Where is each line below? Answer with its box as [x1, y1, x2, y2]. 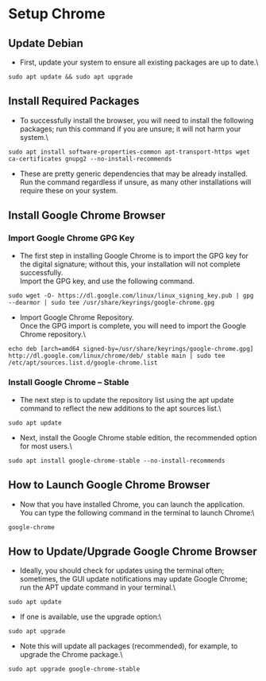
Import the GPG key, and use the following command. [19, 276, 195, 286]
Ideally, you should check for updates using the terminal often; [19, 566, 225, 575]
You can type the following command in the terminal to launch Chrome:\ [19, 508, 255, 517]
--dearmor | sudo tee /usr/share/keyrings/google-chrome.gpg [8, 298, 215, 306]
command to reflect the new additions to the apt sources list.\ [19, 403, 222, 413]
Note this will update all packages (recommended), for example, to [19, 641, 238, 651]
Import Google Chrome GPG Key [8, 232, 135, 243]
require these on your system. [19, 185, 118, 195]
